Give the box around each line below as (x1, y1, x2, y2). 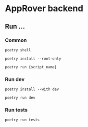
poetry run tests (5, 117, 40, 123)
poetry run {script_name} (5, 64, 57, 69)
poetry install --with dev (5, 87, 59, 92)
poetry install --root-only (5, 56, 62, 61)
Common (5, 37, 27, 44)
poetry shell (5, 48, 31, 52)
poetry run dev (5, 95, 36, 100)
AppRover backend (5, 3, 83, 14)
